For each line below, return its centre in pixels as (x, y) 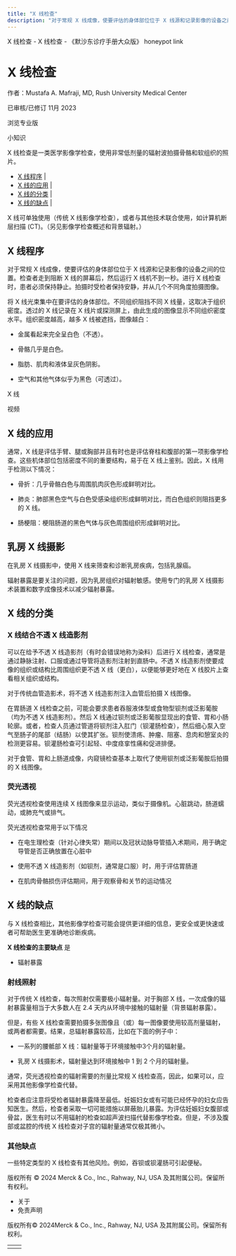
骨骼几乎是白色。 (42, 350)
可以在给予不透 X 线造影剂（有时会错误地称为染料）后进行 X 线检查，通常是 (117, 652)
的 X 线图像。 (27, 767)
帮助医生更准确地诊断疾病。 (59, 932)
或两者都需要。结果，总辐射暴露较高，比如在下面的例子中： (93, 1031)
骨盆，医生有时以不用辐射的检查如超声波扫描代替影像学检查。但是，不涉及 (115, 1117)
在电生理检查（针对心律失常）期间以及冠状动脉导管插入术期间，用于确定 (122, 842)
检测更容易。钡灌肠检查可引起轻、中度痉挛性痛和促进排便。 (93, 743)
